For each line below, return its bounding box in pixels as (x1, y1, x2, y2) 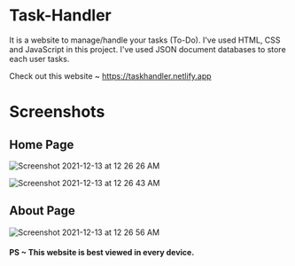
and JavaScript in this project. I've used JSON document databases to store (9, 43, 286, 54)
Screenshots (9, 102, 105, 122)
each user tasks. (9, 53, 70, 64)
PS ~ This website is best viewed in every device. (9, 247, 195, 258)
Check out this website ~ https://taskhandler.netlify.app (9, 70, 212, 81)
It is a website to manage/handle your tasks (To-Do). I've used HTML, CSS (9, 35, 281, 45)
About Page (9, 203, 75, 218)
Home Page (9, 137, 74, 152)
